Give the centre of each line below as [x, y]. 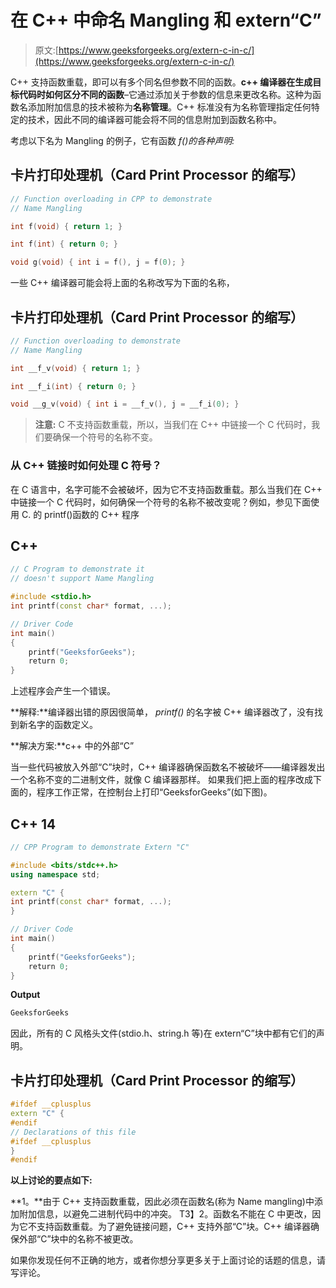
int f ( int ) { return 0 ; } [64, 244]
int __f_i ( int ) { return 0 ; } [73, 386]
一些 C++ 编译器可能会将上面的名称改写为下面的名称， [122, 283]
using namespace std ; [55, 874]
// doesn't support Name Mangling [82, 579]
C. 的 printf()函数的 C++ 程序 [80, 514]
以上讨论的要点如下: [51, 1180]
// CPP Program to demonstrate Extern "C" [100, 847]
